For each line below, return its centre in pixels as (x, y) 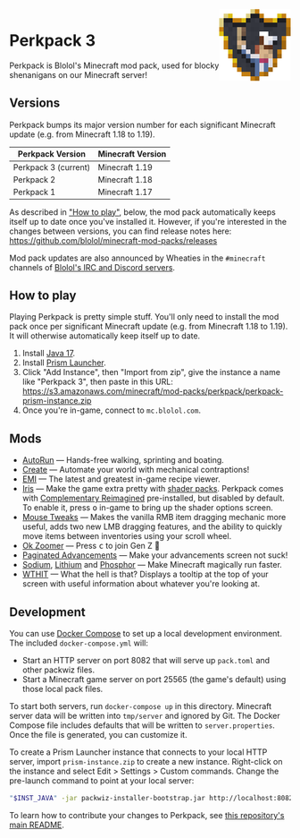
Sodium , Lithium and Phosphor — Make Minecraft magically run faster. (152, 565)
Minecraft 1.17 (125, 192)
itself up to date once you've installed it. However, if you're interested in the (148, 221)
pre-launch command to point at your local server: (102, 780)
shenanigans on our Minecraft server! (79, 74)
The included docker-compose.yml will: (79, 643)
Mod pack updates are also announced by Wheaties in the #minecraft (137, 258)
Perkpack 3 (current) (52, 167)
